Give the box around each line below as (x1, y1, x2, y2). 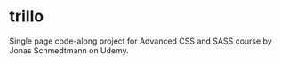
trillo (9, 6, 44, 27)
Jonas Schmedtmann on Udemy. (9, 44, 129, 55)
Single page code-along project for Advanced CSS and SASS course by (9, 36, 273, 46)
